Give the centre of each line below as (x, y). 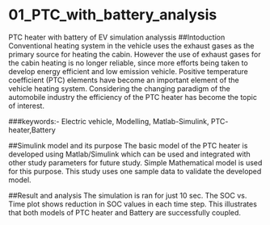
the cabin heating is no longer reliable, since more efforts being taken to (128, 63)
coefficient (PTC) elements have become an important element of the (124, 80)
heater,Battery (32, 130)
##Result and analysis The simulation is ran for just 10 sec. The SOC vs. (128, 195)
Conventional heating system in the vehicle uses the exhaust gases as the (131, 45)
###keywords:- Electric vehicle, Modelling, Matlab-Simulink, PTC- (118, 121)
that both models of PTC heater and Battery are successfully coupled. (124, 212)
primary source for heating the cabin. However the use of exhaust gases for (135, 54)
